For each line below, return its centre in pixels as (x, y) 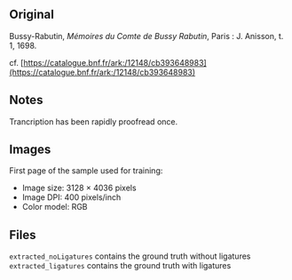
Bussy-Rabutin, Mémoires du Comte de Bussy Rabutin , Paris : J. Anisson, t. (146, 36)
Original (32, 15)
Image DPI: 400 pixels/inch (71, 197)
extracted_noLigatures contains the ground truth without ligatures (130, 256)
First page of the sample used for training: (86, 171)
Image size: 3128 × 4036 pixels (79, 188)
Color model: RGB (55, 207)
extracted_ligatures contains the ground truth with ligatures (120, 266)
